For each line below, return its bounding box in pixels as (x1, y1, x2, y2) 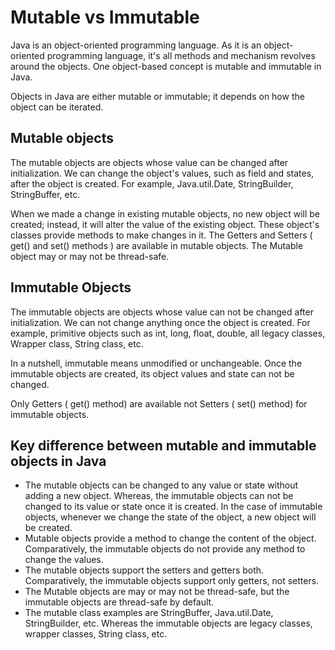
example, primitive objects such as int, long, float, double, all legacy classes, (10, 327, 326, 339)
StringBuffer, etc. (10, 188, 81, 200)
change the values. (24, 554, 104, 566)
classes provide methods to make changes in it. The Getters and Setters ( (10, 229, 313, 241)
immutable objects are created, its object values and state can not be (10, 367, 295, 380)
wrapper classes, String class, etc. (24, 628, 168, 640)
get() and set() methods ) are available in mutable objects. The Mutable (10, 239, 304, 251)
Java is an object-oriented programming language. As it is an (10, 39, 262, 51)
